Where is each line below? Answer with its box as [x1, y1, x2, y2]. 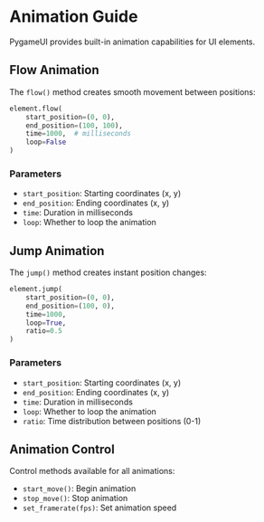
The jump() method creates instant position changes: [9, 267, 207, 278]
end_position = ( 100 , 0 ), [25, 301, 116, 310]
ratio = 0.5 [25, 327, 63, 336]
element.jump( [9, 285, 63, 294]
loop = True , [25, 318, 67, 327]
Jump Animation [9, 242, 105, 259]
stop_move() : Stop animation [22, 493, 128, 504]
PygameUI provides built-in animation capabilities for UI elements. [9, 36, 256, 47]
